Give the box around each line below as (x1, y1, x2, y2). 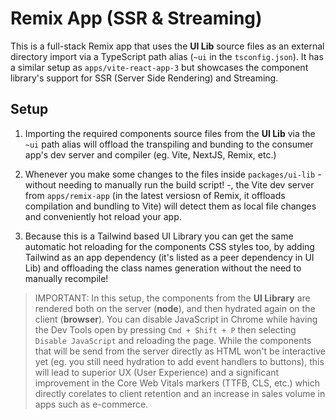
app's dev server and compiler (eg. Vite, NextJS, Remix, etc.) (24, 148, 277, 161)
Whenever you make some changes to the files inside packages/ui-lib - (24, 168, 322, 180)
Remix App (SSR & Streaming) (10, 7, 263, 30)
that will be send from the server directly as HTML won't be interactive (34, 345, 326, 357)
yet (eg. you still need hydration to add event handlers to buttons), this (34, 355, 325, 367)
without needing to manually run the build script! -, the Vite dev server (24, 178, 315, 191)
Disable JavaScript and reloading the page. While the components (34, 334, 312, 346)
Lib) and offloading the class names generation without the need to (24, 262, 302, 274)
